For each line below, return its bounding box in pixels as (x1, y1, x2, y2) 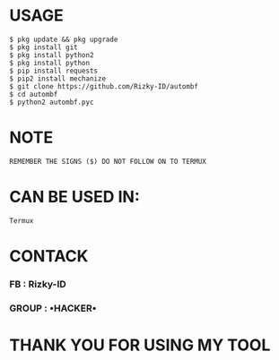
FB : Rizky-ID (9, 278, 67, 290)
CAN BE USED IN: (9, 187, 141, 207)
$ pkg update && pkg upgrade (9, 35, 118, 44)
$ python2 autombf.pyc (9, 98, 94, 107)
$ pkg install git (9, 42, 78, 52)
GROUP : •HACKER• (9, 302, 97, 314)
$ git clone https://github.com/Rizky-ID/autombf (9, 81, 199, 90)
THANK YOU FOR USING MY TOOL (9, 335, 271, 356)
